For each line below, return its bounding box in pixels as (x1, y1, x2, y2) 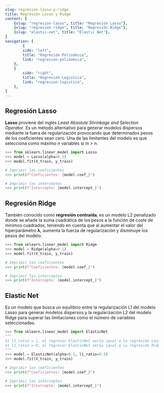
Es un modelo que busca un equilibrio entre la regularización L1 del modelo (5, 304, 156, 310)
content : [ (5, 16, 27, 21)
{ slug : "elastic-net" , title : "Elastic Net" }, (14, 30, 110, 35)
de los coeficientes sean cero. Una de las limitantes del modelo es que (5, 135, 147, 141)
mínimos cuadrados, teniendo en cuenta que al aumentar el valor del (5, 222, 143, 228)
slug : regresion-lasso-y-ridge (5, 7, 69, 12)
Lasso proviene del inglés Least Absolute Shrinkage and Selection (5, 120, 139, 126)
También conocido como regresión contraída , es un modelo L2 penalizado (5, 212, 156, 218)
